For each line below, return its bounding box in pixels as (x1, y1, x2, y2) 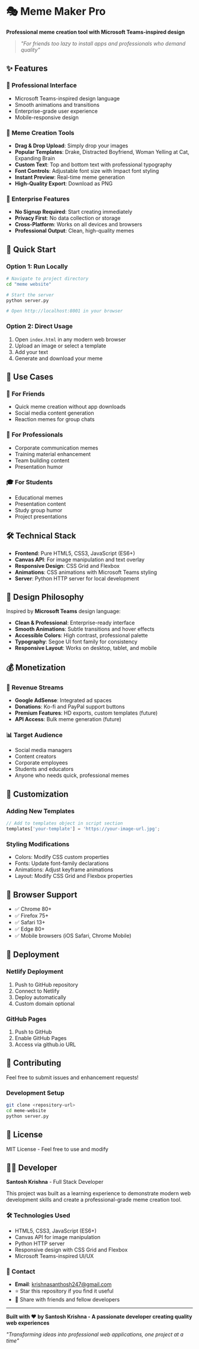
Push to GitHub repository (14, 981, 79, 988)
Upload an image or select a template (14, 342, 107, 349)
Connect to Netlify (14, 987, 60, 994)
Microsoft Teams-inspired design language (14, 94, 120, 102)
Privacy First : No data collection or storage (14, 214, 121, 222)
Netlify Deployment (6, 968, 64, 976)
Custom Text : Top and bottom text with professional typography (14, 161, 172, 168)
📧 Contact (6, 1267, 36, 1275)
